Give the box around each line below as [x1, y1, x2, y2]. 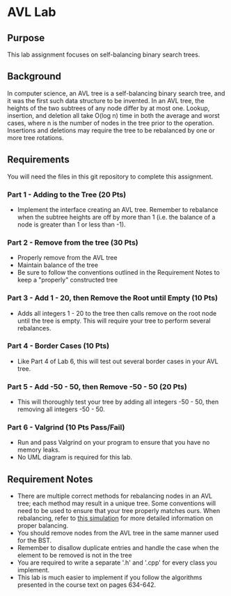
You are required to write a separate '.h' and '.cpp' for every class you [17, 558, 217, 567]
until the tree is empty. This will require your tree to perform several [17, 316, 211, 325]
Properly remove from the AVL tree [17, 254, 118, 262]
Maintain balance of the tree [17, 261, 99, 269]
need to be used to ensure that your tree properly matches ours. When [17, 507, 221, 515]
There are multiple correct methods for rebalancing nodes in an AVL [17, 492, 213, 501]
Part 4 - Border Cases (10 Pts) [7, 341, 110, 351]
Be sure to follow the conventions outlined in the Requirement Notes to [17, 268, 221, 277]
